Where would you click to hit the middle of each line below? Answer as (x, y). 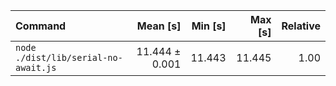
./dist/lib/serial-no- (69, 57)
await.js (36, 67)
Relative (301, 26)
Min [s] (209, 26)
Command (41, 26)
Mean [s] (159, 26)
